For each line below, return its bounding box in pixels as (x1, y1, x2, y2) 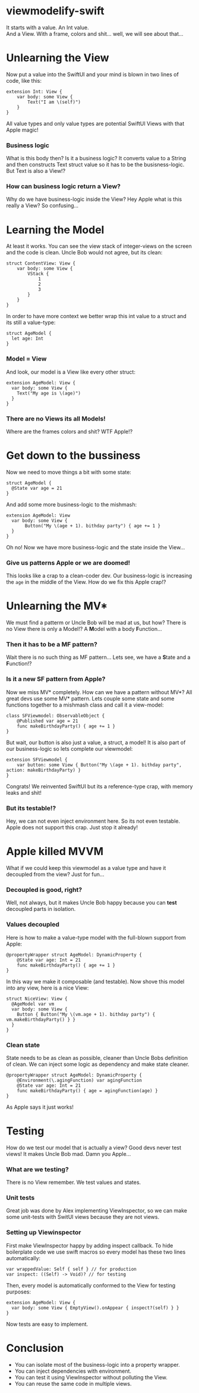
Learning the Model (6, 223, 105, 237)
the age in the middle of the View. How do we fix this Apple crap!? (6, 579, 166, 586)
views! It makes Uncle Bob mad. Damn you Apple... (6, 1150, 131, 1157)
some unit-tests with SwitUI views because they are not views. (6, 1214, 160, 1221)
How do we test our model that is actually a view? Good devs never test (6, 1144, 182, 1151)
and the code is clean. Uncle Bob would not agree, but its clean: (6, 249, 163, 256)
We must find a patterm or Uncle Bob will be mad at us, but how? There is (6, 619, 187, 626)
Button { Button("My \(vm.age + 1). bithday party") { (17, 1011, 156, 1017)
